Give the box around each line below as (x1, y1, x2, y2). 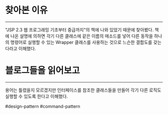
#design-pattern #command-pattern (5, 103, 80, 109)
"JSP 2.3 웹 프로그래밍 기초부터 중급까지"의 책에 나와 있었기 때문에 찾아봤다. (5, 26, 154, 32)
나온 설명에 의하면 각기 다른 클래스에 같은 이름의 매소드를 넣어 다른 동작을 (10, 33, 153, 39)
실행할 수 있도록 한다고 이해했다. (5, 93, 68, 99)
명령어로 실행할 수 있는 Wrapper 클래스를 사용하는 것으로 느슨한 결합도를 (10, 39, 152, 45)
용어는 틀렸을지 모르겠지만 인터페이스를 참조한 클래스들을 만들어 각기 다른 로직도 (5, 87, 161, 93)
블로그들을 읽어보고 (5, 65, 80, 76)
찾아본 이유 (5, 4, 48, 16)
